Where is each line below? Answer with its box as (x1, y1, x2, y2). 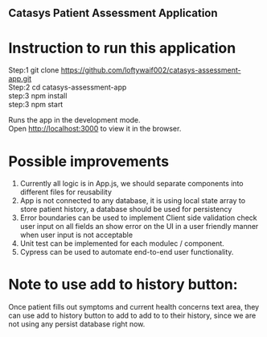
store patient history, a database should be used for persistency (19, 205, 232, 214)
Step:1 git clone (8, 65, 60, 75)
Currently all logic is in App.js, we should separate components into (19, 179, 244, 189)
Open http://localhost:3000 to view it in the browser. (8, 124, 182, 134)
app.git (8, 74, 32, 84)
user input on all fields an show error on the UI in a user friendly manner (19, 222, 259, 231)
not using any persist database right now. (8, 319, 146, 329)
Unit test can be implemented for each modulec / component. (19, 239, 225, 248)
